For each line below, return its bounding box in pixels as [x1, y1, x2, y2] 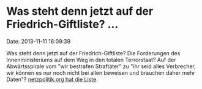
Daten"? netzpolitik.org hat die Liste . [6, 75, 98, 83]
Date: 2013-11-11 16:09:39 [6, 37, 71, 45]
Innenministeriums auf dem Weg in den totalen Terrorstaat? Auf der [6, 56, 176, 63]
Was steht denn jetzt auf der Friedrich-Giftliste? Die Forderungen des [6, 49, 181, 56]
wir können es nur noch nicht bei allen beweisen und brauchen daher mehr [6, 69, 196, 76]
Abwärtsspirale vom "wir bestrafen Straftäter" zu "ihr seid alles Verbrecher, [6, 63, 196, 70]
